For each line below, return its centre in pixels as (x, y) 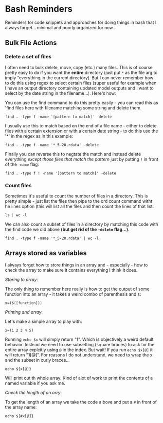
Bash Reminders (39, 9)
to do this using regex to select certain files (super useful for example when (81, 83)
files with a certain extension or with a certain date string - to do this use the (81, 131)
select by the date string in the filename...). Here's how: (61, 93)
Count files (18, 185)
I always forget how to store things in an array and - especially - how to (77, 265)
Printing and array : (24, 312)
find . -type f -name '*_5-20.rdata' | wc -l (52, 238)
